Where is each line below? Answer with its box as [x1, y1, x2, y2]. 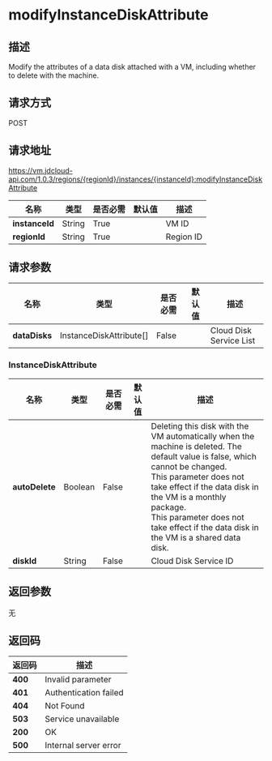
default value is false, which [151, 451, 257, 462]
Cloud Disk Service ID [151, 555, 234, 566]
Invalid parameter [45, 674, 112, 686]
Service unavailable [45, 713, 120, 725]
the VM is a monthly [151, 491, 227, 502]
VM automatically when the [151, 430, 255, 442]
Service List [210, 335, 256, 346]
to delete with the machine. [8, 71, 100, 80]
